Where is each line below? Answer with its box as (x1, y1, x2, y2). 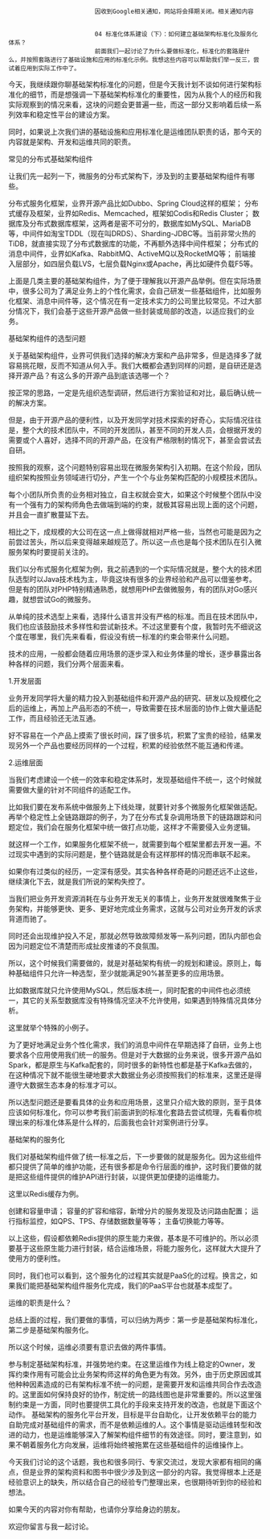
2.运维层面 (8, 758, 43, 767)
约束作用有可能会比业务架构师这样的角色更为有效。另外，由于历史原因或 (14, 1370, 255, 1379)
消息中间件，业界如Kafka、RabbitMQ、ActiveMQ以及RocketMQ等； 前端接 (8, 249, 256, 258)
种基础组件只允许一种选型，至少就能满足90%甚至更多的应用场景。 (8, 968, 229, 978)
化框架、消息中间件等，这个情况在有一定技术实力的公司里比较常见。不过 (8, 297, 247, 306)
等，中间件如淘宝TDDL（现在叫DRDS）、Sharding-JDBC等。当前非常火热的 (8, 229, 256, 238)
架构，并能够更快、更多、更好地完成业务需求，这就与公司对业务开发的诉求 (14, 904, 262, 913)
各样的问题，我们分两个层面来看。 (14, 659, 129, 668)
